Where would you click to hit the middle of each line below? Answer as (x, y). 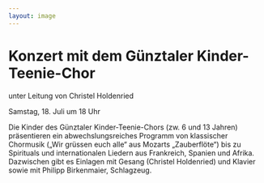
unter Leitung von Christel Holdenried (71, 96)
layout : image (32, 16)
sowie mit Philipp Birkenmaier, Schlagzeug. (80, 170)
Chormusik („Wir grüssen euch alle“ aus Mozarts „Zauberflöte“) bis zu (125, 144)
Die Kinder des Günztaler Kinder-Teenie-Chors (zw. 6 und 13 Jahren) (123, 127)
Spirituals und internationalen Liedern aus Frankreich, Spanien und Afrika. (132, 153)
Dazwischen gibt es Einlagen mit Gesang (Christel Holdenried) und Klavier (132, 161)
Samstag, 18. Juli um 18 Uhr (55, 111)
